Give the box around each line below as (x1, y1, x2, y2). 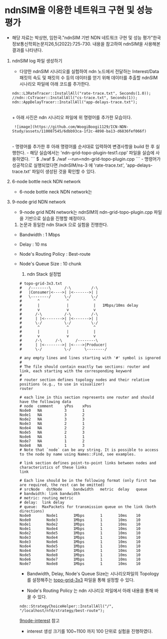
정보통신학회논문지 (11, 41, 48, 47)
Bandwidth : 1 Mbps (19, 231, 60, 238)
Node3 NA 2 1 (19, 421, 85, 426)
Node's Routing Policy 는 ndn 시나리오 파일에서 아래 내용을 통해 (26, 587, 153, 593)
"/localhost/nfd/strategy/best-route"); (19, 608, 105, 613)
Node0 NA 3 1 (19, 408, 85, 413)
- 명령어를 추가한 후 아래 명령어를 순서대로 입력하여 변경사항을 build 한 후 (11, 143, 155, 149)
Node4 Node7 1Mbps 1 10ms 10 (19, 548, 141, 553)
